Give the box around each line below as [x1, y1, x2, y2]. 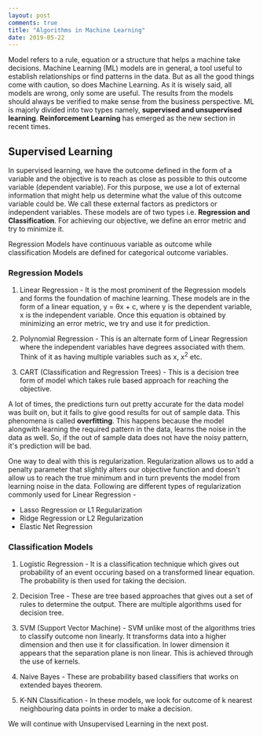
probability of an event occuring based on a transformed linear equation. [19, 568, 255, 577]
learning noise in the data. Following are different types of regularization [8, 482, 242, 491]
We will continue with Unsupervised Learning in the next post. [8, 719, 209, 729]
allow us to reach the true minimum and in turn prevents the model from [8, 473, 240, 483]
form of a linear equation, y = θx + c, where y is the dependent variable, [19, 302, 253, 312]
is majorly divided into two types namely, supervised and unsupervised [8, 105, 243, 115]
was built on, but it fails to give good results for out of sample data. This [8, 408, 241, 417]
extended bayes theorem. [19, 680, 104, 690]
